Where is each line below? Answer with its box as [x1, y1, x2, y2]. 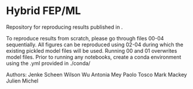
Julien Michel [6, 77, 39, 84]
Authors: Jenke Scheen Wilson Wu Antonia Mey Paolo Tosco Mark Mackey [6, 71, 187, 78]
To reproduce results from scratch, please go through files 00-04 [6, 35, 164, 42]
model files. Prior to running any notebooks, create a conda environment [6, 53, 182, 60]
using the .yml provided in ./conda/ [6, 60, 91, 67]
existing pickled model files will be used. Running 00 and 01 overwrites [6, 47, 177, 54]
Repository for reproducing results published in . [6, 23, 123, 30]
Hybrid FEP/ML [6, 4, 81, 18]
